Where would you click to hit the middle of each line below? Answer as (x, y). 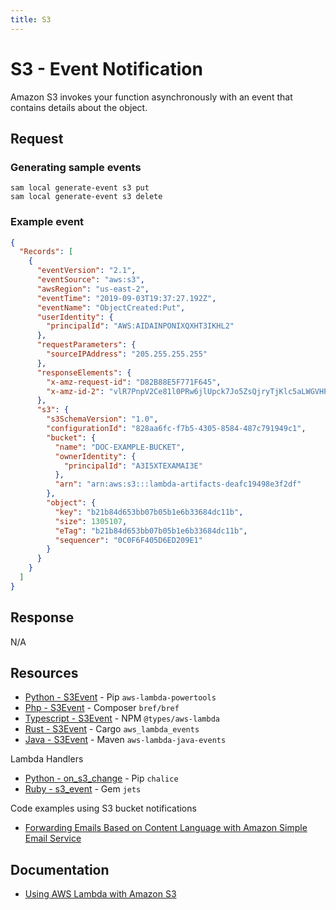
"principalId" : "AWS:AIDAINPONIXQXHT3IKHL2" (140, 326)
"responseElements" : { (84, 372)
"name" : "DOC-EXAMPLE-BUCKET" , (120, 447)
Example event (47, 222)
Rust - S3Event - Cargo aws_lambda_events (112, 729)
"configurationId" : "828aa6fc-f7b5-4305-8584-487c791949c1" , (176, 429)
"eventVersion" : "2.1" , (86, 271)
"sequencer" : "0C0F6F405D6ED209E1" (128, 540)
